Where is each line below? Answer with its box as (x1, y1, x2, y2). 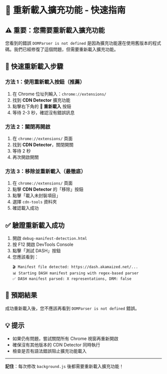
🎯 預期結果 (5, 291, 37, 300)
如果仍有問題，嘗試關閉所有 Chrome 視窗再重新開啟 (12, 335, 119, 342)
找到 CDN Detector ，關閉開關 (12, 142, 74, 148)
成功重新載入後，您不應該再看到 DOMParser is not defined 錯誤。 (5, 305, 140, 311)
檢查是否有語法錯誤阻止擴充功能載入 (12, 348, 87, 354)
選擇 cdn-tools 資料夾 (12, 199, 57, 205)
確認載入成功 (12, 205, 39, 211)
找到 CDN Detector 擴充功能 (12, 97, 71, 103)
